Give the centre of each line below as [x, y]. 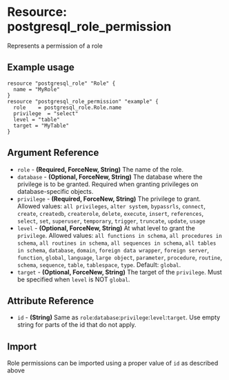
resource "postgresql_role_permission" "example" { [83, 101]
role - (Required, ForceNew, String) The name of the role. [100, 169]
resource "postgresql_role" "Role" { [61, 83]
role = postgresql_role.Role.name [68, 108]
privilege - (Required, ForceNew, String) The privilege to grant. [109, 199]
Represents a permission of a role [55, 46]
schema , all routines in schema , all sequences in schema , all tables [117, 243]
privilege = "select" [46, 113]
